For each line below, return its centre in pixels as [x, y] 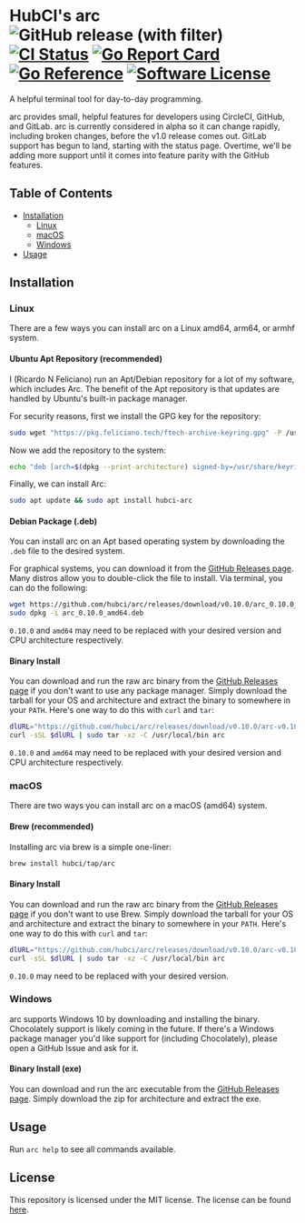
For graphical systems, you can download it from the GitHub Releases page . [152, 568]
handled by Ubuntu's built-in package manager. [98, 398]
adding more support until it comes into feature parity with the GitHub [139, 155]
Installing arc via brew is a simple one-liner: [91, 847]
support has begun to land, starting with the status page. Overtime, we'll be [151, 145]
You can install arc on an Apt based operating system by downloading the [148, 541]
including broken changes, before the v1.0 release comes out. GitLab [138, 135]
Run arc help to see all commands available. [93, 1149]
